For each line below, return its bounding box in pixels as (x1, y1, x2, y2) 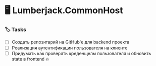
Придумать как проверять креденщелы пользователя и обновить (11, 50, 152, 56)
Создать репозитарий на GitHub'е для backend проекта (11, 39, 130, 45)
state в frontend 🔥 (11, 56, 49, 62)
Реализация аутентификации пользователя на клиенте (11, 45, 128, 51)
